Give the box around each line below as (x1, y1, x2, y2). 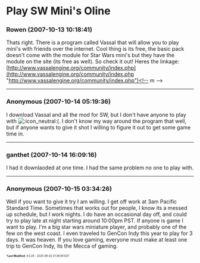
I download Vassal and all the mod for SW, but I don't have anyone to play (6, 111, 186, 118)
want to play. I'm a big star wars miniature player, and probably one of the (6, 224, 187, 231)
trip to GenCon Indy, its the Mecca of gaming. (6, 243, 118, 250)
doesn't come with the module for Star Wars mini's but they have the (6, 52, 174, 59)
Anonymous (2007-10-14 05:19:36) (6, 97, 111, 106)
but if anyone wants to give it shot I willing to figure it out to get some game (6, 123, 191, 131)
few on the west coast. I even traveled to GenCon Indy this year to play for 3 (6, 230, 193, 237)
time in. (6, 130, 25, 137)
